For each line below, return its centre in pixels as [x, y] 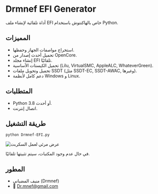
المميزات [18, 38]
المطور [15, 169]
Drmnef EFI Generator [51, 9]
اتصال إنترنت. [25, 108]
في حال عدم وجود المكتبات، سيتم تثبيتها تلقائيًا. [48, 154]
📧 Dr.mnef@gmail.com [35, 186]
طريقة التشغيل [26, 123]
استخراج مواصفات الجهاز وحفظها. [43, 49]
